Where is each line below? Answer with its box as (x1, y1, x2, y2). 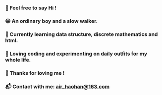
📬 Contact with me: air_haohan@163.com (5, 83, 110, 90)
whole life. (5, 56, 31, 63)
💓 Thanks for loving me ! (5, 69, 65, 76)
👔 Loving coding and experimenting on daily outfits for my (5, 50, 148, 57)
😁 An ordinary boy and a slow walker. (5, 17, 98, 24)
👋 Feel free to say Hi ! (5, 4, 57, 11)
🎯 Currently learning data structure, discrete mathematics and (5, 31, 158, 37)
